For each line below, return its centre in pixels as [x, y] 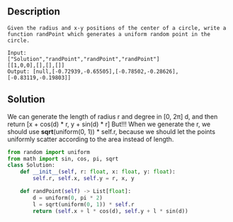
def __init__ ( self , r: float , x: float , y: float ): [98, 172]
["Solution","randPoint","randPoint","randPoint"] [84, 59]
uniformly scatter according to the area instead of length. [91, 139]
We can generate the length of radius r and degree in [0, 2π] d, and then [113, 116]
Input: [17, 52]
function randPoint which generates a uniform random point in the [109, 34]
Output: [19, 71]
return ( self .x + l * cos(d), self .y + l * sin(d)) [111, 211]
